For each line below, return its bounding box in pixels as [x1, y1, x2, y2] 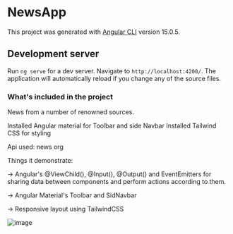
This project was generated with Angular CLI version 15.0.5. [7, 27, 180, 36]
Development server [7, 48, 100, 60]
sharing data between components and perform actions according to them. [7, 178, 227, 186]
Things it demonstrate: [7, 156, 73, 165]
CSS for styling [7, 129, 52, 137]
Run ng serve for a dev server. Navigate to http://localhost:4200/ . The [7, 66, 217, 75]
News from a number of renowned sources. [7, 108, 134, 116]
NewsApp [7, 4, 67, 20]
